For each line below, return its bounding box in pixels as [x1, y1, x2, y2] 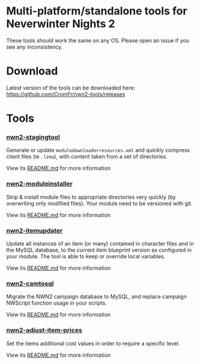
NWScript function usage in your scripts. [6, 299, 107, 307]
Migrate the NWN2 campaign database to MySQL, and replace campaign [6, 293, 187, 300]
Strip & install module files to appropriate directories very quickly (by [6, 193, 176, 201]
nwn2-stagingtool [6, 133, 60, 141]
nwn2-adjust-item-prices [6, 326, 82, 335]
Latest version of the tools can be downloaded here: [6, 84, 136, 91]
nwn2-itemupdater [6, 226, 63, 235]
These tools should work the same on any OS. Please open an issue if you [6, 37, 190, 44]
